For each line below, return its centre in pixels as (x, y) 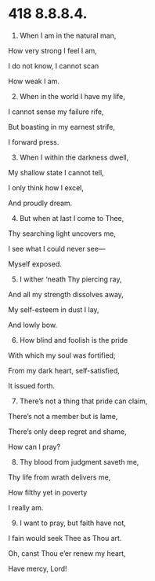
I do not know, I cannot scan (54, 66)
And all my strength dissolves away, (66, 294)
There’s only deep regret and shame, (67, 431)
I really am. (26, 507)
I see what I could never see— (57, 248)
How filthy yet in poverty (48, 492)
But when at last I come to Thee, (72, 218)
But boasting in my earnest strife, (62, 127)
